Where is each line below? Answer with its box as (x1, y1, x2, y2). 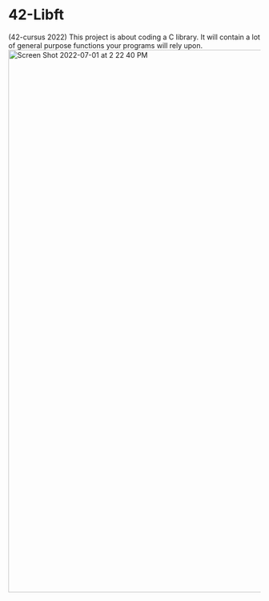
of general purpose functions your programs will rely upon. (8, 40, 203, 50)
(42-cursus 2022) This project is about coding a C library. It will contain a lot (8, 32, 260, 42)
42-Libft (8, 6, 65, 24)
